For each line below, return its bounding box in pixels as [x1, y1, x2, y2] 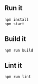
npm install [4, 17, 29, 22]
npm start [4, 21, 25, 26]
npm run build [4, 48, 34, 53]
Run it [4, 4, 23, 12]
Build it [4, 35, 26, 43]
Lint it [4, 61, 22, 70]
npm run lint [4, 74, 31, 80]
